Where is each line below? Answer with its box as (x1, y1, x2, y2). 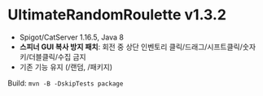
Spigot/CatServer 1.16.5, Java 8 (19, 32, 124, 42)
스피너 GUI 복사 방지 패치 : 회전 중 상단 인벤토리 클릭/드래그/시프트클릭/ (19, 42, 243, 52)
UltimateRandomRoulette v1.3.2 (7, 6, 227, 24)
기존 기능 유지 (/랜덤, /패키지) (19, 62, 113, 72)
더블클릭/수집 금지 (28, 52, 86, 61)
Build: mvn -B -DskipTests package (7, 78, 124, 88)
